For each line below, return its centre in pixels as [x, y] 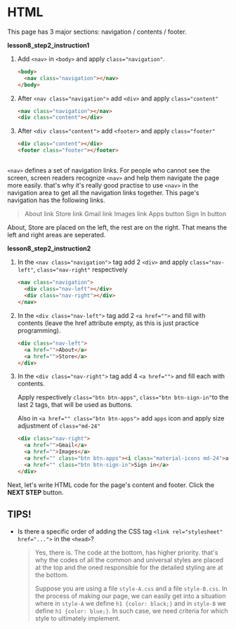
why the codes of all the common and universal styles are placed [129, 560]
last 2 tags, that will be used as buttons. [75, 405]
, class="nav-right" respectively [80, 270]
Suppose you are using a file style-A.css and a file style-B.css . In [131, 588]
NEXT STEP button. [36, 492]
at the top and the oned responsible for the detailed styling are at [129, 567]
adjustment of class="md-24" [59, 426]
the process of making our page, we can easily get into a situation [130, 596]
